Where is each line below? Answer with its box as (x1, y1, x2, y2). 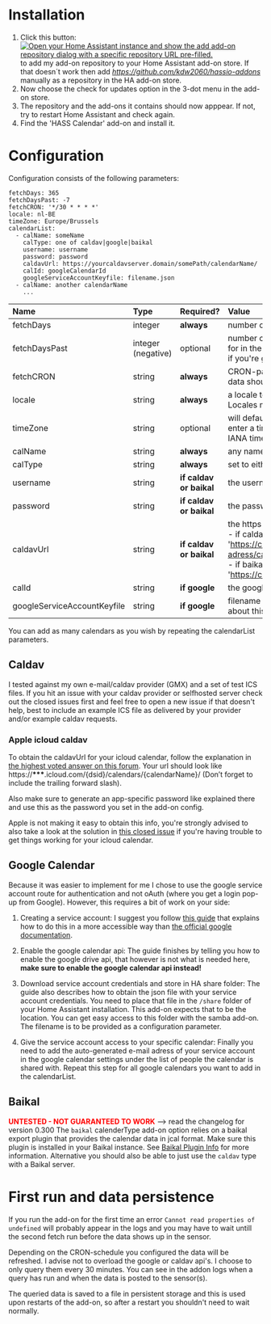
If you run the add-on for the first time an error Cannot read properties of (8, 1214, 256, 1224)
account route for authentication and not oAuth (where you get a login (8, 888, 240, 898)
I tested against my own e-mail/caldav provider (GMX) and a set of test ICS (8, 679, 258, 689)
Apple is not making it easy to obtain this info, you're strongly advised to (8, 818, 248, 828)
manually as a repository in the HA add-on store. (19, 75, 182, 85)
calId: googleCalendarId (23, 267, 106, 275)
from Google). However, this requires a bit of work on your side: (19, 897, 231, 907)
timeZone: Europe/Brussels (8, 217, 99, 226)
